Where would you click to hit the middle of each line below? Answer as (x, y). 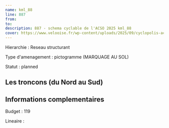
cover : (12, 33)
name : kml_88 (19, 10)
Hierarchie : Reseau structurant (37, 47)
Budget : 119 (18, 111)
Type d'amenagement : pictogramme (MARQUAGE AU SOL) (67, 57)
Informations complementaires (55, 99)
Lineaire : (15, 121)
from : (11, 19)
